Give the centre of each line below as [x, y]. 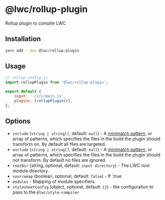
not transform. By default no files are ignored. [59, 160]
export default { [23, 91]
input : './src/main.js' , [40, 96]
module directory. [30, 171]
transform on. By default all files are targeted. [59, 144]
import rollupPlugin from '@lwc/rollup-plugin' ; [57, 82]
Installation [23, 39]
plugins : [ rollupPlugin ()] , [43, 101]
